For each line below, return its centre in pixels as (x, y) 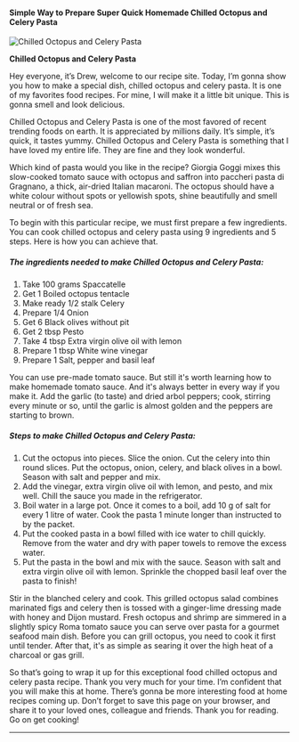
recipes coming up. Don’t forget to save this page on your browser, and (140, 701)
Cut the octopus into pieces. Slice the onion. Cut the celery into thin (146, 458)
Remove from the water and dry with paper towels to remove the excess (154, 543)
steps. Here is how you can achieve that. (84, 241)
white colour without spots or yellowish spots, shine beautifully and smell (143, 196)
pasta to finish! (49, 581)
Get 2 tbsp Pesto (53, 332)
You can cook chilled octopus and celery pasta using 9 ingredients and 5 (143, 232)
